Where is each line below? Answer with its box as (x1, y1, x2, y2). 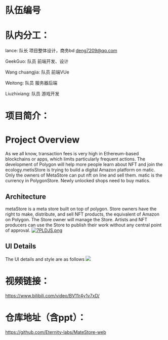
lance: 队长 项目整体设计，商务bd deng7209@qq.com (5, 48, 117, 54)
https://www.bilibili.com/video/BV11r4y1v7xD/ (5, 292, 100, 298)
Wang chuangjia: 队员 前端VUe (5, 69, 69, 75)
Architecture (5, 192, 47, 201)
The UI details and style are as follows (5, 256, 85, 262)
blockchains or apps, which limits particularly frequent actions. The (5, 156, 146, 162)
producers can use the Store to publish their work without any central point (5, 222, 162, 228)
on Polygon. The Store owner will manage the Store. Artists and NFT (5, 217, 148, 223)
